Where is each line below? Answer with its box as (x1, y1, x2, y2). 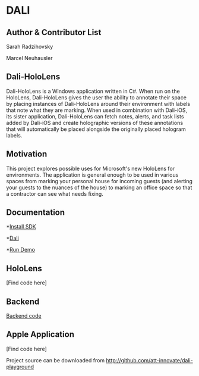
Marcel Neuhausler (6, 55, 53, 61)
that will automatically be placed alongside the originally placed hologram (6, 126, 186, 133)
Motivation (6, 149, 48, 159)
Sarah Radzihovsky (6, 43, 53, 50)
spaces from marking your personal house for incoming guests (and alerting (6, 177, 193, 184)
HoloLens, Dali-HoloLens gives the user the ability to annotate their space (6, 93, 187, 101)
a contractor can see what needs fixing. (6, 190, 104, 197)
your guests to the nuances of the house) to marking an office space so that (6, 184, 192, 191)
